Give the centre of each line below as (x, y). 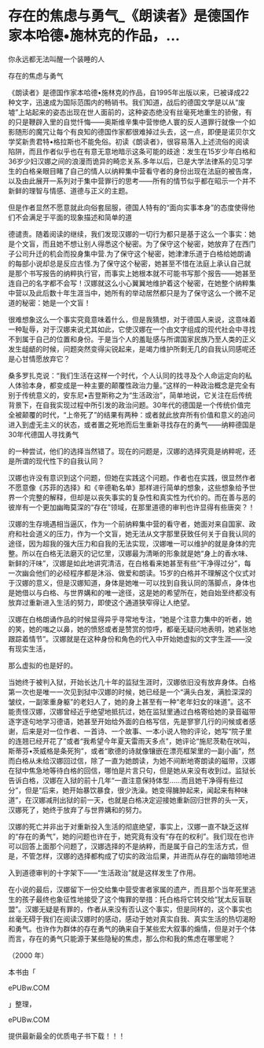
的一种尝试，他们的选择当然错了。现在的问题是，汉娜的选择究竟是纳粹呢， (128, 451)
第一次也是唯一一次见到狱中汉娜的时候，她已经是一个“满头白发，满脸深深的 (130, 692)
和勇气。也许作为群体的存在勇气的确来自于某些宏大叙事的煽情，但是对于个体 (132, 928)
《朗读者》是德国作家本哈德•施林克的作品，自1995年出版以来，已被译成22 (129, 92)
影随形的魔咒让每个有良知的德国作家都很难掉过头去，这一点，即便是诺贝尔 (128, 131)
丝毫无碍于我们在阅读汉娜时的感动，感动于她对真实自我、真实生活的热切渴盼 (132, 919)
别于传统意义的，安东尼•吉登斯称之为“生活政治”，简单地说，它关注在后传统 (130, 395)
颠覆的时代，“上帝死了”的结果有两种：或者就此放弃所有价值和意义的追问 (138, 414)
